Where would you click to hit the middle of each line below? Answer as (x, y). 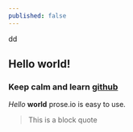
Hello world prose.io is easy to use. (67, 105)
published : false (37, 16)
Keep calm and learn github (63, 87)
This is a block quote (63, 120)
